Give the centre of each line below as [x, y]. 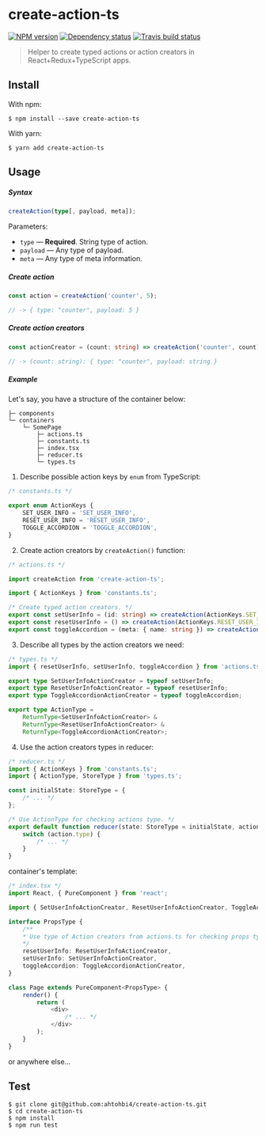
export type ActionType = [51, 710]
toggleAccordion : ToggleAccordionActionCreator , [104, 966]
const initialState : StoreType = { [67, 790]
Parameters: [28, 226]
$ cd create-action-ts [46, 1112]
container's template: [43, 871]
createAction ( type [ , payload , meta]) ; [72, 211]
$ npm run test [33, 1125]
